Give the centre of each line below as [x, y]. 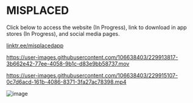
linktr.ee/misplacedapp [35, 45]
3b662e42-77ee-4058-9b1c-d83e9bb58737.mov [68, 64]
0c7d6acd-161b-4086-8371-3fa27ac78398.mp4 [66, 82]
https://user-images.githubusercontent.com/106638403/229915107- [92, 75]
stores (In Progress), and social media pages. [63, 33]
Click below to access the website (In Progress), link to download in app [96, 27]
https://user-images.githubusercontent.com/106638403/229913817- [92, 57]
